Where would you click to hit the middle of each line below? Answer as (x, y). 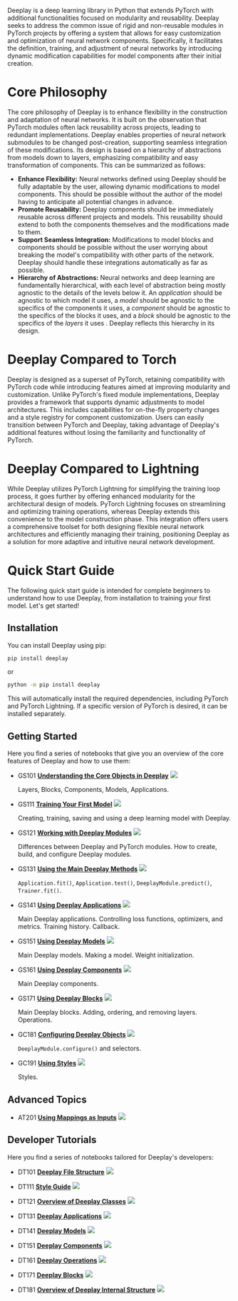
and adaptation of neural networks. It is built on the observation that (107, 119)
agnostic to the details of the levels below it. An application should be (120, 293)
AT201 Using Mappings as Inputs (67, 1117)
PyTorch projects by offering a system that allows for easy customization (114, 33)
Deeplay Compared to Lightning (103, 469)
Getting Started (42, 736)
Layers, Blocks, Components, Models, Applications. (93, 790)
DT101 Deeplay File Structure (61, 1172)
